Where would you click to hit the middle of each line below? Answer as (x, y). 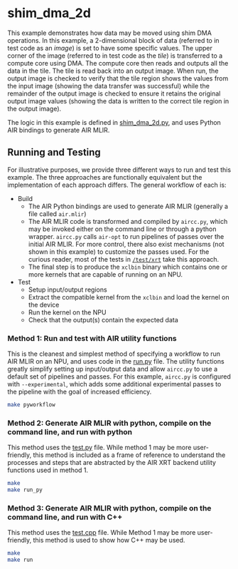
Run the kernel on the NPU (67, 312)
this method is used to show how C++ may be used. (109, 540)
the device (44, 304)
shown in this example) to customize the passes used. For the (119, 252)
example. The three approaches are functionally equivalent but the (105, 177)
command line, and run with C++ (65, 517)
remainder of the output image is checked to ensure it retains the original (114, 93)
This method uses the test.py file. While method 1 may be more (99, 448)
